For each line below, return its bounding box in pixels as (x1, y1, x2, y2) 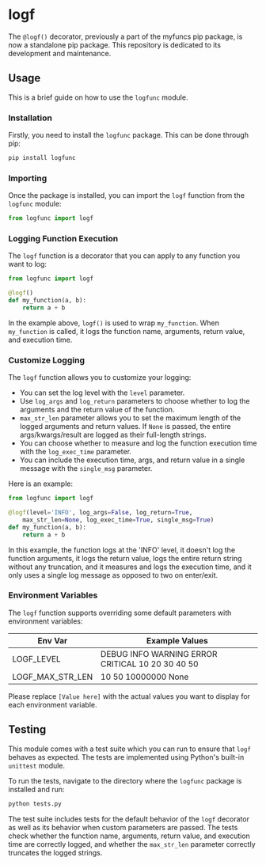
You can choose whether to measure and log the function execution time (19, 438, 257, 448)
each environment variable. (8, 700, 97, 709)
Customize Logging (8, 355, 85, 366)
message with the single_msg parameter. (19, 464, 153, 473)
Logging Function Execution (8, 233, 119, 245)
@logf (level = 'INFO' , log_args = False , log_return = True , (8, 509, 193, 517)
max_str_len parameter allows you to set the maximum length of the (19, 413, 241, 423)
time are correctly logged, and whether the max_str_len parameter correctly (8, 839, 256, 848)
